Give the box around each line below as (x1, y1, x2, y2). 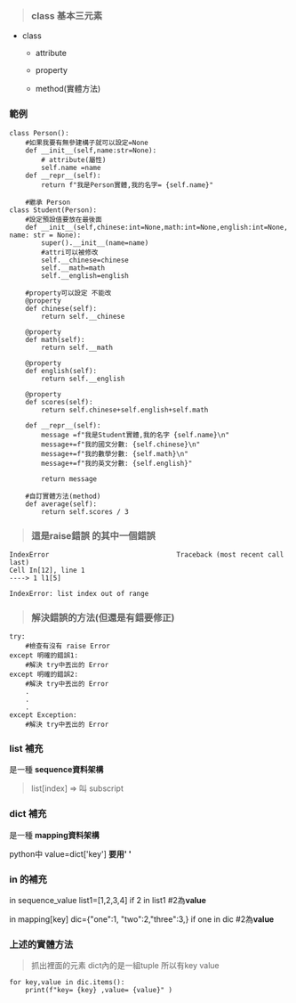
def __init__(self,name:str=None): (25, 146, 157, 155)
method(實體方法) (35, 84, 101, 94)
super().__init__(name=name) (41, 238, 149, 248)
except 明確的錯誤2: (9, 670, 78, 680)
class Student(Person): (9, 205, 98, 215)
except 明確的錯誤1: (9, 651, 78, 660)
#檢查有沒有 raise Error (25, 641, 111, 651)
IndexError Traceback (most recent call (9, 550, 284, 559)
